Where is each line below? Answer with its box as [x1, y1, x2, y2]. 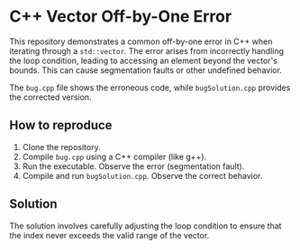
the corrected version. [9, 92, 92, 103]
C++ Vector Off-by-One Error [9, 6, 232, 27]
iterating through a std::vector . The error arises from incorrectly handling [9, 45, 285, 56]
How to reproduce [9, 118, 113, 133]
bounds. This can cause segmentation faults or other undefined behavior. [9, 65, 282, 76]
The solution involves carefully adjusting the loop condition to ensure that [9, 220, 282, 231]
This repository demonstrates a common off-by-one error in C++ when [9, 36, 273, 47]
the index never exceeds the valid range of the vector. [9, 229, 210, 240]
